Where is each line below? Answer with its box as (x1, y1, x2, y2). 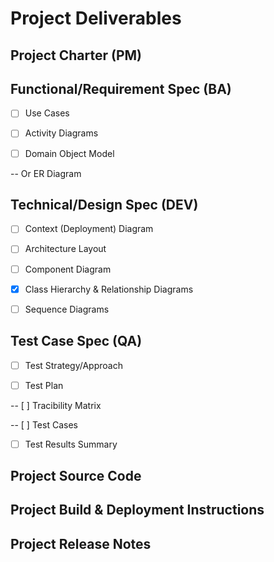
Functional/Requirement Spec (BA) (10, 80, 232, 97)
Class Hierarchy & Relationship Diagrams (24, 283, 194, 295)
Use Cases (24, 107, 70, 119)
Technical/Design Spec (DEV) (10, 196, 199, 213)
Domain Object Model (24, 147, 115, 159)
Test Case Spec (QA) (10, 333, 143, 350)
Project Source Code (10, 468, 142, 485)
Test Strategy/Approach (24, 359, 123, 371)
